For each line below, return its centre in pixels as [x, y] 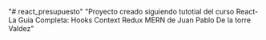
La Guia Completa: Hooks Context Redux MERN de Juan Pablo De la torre [129, 20]
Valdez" [21, 28]
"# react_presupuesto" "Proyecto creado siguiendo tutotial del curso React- [133, 12]
